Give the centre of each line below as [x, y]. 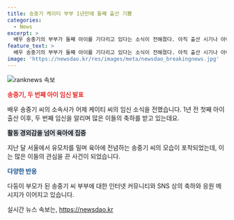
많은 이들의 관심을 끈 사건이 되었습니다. [67, 156]
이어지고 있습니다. [50, 194]
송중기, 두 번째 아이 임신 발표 [46, 94]
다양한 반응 [22, 171]
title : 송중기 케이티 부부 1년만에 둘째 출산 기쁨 [70, 14]
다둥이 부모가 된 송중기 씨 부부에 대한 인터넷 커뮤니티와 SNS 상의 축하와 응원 [111, 186]
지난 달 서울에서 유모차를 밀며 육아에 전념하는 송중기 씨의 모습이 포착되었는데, [112, 148]
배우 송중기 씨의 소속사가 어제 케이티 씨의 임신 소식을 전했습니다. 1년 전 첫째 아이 [116, 109]
